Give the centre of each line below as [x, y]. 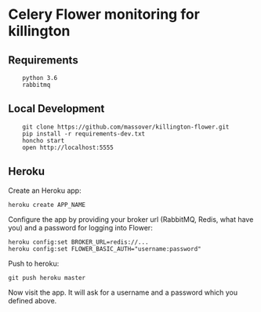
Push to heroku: [34, 263]
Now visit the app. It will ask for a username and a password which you [123, 292]
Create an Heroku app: [45, 190]
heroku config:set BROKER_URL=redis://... [78, 242]
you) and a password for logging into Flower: [80, 227]
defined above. [33, 300]
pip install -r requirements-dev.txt [84, 134]
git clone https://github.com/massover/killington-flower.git [126, 127]
